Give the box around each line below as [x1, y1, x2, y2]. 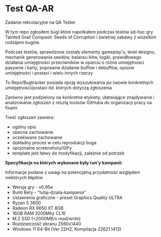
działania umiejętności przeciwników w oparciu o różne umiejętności [5, 59, 144, 65]
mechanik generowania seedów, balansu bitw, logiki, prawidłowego [5, 54, 142, 60]
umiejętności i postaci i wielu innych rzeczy [5, 70, 93, 76]
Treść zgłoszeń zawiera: [5, 114, 55, 120]
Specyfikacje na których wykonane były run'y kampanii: [5, 159, 123, 165]
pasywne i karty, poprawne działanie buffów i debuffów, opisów [5, 65, 134, 71]
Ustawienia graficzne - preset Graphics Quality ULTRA [12, 195, 123, 200]
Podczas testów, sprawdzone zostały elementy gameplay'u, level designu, [5, 49, 156, 55]
